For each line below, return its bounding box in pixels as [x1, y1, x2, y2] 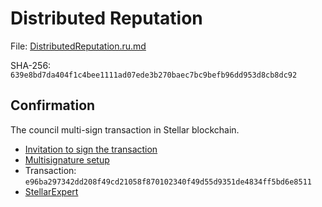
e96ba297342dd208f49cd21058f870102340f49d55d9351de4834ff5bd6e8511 [24, 177, 312, 187]
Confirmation [10, 97, 96, 114]
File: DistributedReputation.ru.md [10, 40, 147, 52]
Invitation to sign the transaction [24, 143, 158, 155]
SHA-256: [10, 59, 52, 71]
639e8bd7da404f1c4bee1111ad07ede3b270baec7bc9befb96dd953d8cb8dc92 [10, 70, 298, 80]
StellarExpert [24, 185, 79, 197]
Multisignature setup [24, 153, 110, 166]
